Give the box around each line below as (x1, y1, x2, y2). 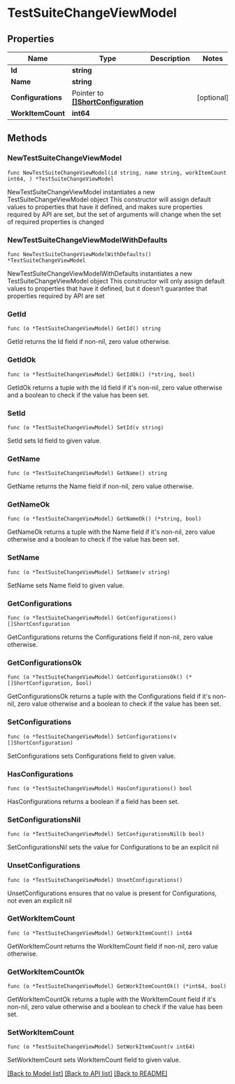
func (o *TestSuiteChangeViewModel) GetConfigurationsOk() (7, 674, 183, 681)
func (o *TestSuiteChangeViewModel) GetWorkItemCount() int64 (7, 930, 192, 937)
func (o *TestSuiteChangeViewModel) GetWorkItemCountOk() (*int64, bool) (7, 983, 227, 990)
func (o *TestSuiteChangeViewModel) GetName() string (7, 470, 168, 477)
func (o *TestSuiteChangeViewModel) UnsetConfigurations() (7, 876, 183, 883)
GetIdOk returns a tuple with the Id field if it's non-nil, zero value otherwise (7, 383, 222, 392)
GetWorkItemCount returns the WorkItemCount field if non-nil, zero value (7, 942, 218, 950)
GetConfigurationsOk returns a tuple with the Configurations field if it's (7, 692, 211, 701)
